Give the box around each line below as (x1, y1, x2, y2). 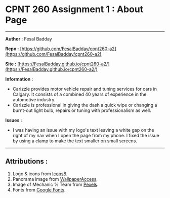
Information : (5, 76, 33, 82)
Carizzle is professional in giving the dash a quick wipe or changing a (12, 102, 157, 108)
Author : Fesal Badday (5, 35, 52, 42)
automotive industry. (12, 96, 56, 102)
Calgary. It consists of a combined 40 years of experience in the (12, 91, 147, 97)
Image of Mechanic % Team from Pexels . (12, 181, 99, 187)
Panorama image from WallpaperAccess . (12, 176, 98, 182)
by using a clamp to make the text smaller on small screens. (12, 138, 138, 144)
